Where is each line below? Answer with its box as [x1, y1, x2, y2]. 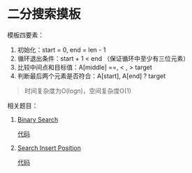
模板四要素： [7, 31, 44, 39]
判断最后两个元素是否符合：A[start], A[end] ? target [17, 71, 166, 80]
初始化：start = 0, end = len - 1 [17, 45, 106, 54]
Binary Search [17, 115, 59, 123]
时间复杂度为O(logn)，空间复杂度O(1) [24, 86, 131, 95]
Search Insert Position [17, 144, 82, 152]
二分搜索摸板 [7, 6, 82, 22]
